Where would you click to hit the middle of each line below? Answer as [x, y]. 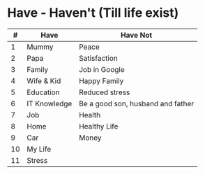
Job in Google [102, 69]
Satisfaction [99, 58]
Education [44, 92]
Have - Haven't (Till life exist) [93, 13]
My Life [39, 149]
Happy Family [101, 80]
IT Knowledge [50, 103]
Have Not [137, 35]
